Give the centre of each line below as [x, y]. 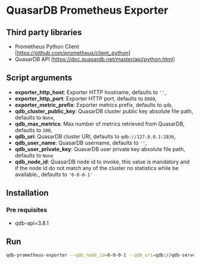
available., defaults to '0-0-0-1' [54, 174]
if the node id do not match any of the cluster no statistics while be [96, 168]
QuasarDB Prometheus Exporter [87, 10]
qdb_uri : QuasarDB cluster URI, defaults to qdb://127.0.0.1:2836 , [95, 136]
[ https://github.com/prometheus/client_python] [73, 53]
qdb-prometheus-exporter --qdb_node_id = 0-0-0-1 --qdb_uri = [81, 255]
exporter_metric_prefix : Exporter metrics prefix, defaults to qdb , [94, 105]
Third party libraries [44, 32]
